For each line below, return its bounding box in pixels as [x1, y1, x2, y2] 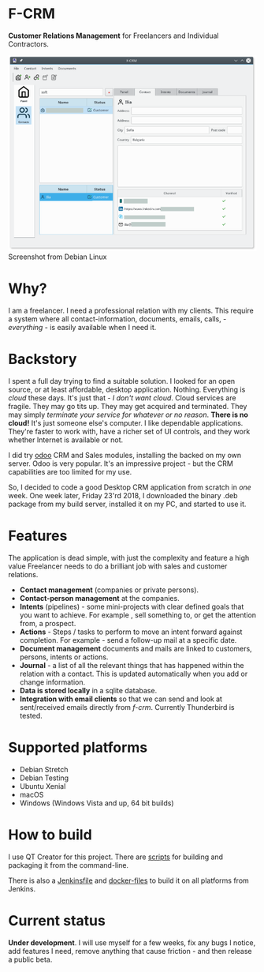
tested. [19, 711, 43, 721]
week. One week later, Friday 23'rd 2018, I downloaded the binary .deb [8, 491, 238, 501]
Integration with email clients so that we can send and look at [19, 694, 223, 704]
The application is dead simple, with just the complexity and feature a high [8, 554, 250, 563]
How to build [8, 826, 92, 844]
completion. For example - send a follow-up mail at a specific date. [19, 636, 237, 645]
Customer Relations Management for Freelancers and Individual [8, 31, 219, 40]
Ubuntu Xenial [19, 782, 66, 790]
